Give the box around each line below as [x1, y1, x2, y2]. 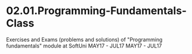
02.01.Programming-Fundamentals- [6, 4, 187, 18]
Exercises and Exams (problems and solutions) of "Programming [6, 36, 163, 43]
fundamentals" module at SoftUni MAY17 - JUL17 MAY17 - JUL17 [6, 42, 162, 49]
